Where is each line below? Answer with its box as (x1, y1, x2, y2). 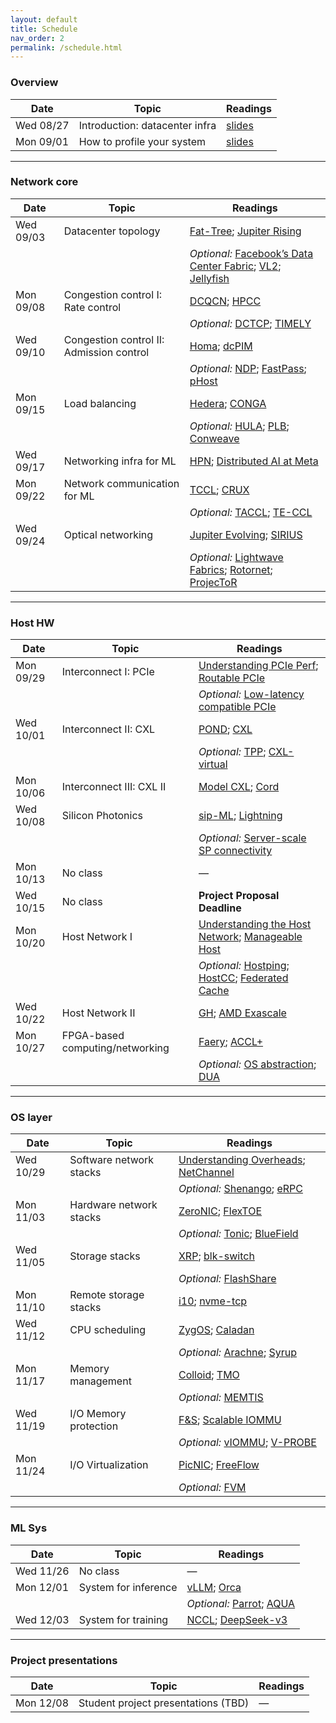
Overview (10, 76, 59, 90)
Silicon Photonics (61, 809, 144, 823)
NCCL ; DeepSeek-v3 (186, 1612, 288, 1626)
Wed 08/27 (15, 118, 70, 132)
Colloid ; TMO (178, 1368, 240, 1382)
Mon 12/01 (15, 1580, 70, 1594)
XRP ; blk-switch (178, 1249, 255, 1263)
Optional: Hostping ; (198, 959, 290, 973)
